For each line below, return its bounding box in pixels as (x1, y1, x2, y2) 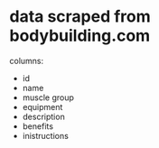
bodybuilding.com (9, 25, 151, 46)
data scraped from (9, 6, 151, 27)
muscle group (22, 92, 75, 103)
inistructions (22, 130, 70, 141)
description (22, 111, 65, 122)
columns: (9, 55, 44, 66)
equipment (22, 101, 63, 112)
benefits (22, 120, 54, 132)
